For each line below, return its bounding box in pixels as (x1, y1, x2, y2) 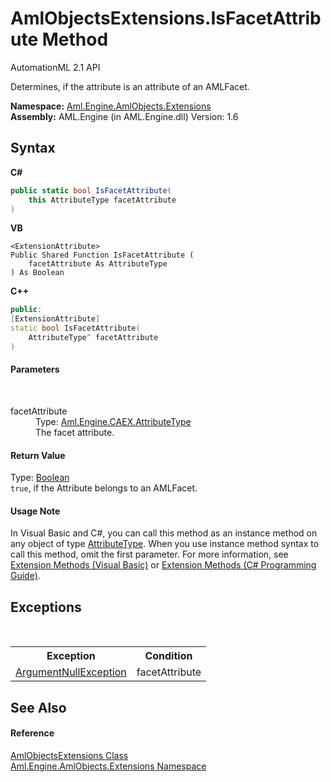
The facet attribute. (35, 426, 115, 438)
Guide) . (10, 570, 41, 582)
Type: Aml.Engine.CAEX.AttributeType (35, 415, 192, 427)
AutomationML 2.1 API (10, 61, 101, 73)
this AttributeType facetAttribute (28, 195, 177, 205)
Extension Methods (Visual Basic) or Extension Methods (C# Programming (10, 559, 317, 571)
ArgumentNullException (15, 665, 127, 679)
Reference (10, 727, 55, 739)
